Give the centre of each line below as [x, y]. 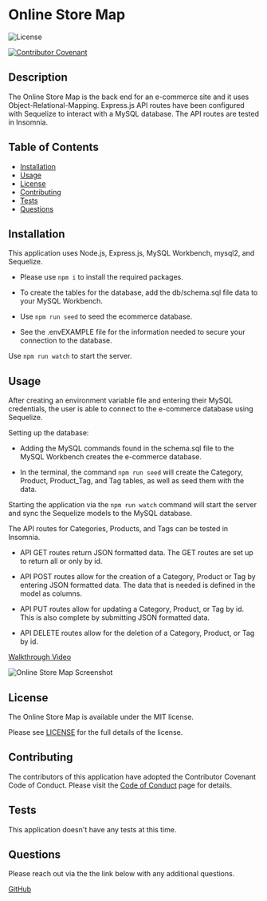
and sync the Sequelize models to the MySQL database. [100, 514]
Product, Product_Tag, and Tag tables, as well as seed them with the [132, 481]
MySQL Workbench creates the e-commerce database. [110, 457]
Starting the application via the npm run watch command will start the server [133, 505]
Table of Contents [54, 147]
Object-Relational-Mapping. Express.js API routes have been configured [126, 105]
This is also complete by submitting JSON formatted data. [114, 617]
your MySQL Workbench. [61, 301]
